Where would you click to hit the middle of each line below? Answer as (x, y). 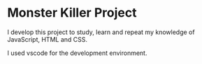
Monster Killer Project (72, 13)
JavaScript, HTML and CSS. (48, 39)
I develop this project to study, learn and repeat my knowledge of (101, 32)
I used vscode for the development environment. (77, 53)
